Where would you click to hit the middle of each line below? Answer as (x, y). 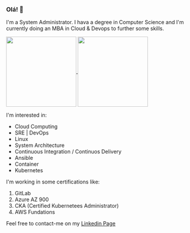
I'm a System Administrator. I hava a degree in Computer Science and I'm (95, 22)
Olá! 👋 (15, 9)
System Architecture (40, 145)
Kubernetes (29, 170)
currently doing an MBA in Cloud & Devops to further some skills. (85, 28)
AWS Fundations (35, 212)
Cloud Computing (36, 127)
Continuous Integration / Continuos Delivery (68, 152)
